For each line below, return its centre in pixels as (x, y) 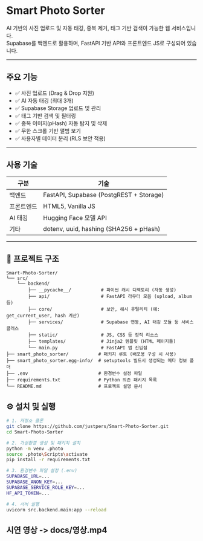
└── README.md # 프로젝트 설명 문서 (74, 387)
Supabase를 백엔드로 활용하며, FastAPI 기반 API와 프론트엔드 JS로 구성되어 (96, 43)
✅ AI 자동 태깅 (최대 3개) (44, 100)
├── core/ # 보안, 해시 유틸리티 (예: (94, 309)
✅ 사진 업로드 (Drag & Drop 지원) (55, 93)
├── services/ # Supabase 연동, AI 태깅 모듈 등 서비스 (111, 322)
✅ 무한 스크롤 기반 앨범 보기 (48, 131)
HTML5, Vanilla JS (69, 206)
